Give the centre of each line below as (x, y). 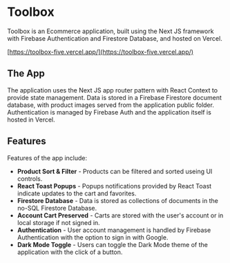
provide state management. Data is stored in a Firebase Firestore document (115, 97)
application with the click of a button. (70, 252)
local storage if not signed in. (58, 222)
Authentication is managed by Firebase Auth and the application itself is (109, 112)
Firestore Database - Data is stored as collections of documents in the (118, 200)
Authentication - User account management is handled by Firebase (114, 230)
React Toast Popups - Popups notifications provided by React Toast (114, 186)
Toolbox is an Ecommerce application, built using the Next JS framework (111, 31)
